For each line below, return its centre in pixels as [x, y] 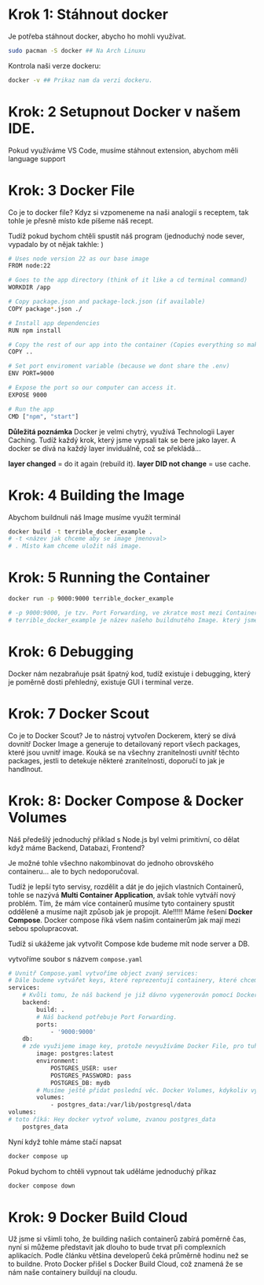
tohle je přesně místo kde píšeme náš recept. [81, 220]
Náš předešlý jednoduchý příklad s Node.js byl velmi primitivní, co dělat [124, 839]
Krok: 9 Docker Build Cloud [98, 1217]
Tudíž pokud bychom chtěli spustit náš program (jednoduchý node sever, [126, 236]
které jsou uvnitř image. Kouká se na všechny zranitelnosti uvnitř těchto [124, 752]
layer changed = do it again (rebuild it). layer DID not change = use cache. [130, 463]
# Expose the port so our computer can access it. [93, 388]
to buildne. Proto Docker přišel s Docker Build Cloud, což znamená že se [126, 1264]
